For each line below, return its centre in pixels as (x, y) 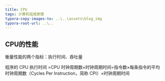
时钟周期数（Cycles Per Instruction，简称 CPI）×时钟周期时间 (68, 73)
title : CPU (16, 10)
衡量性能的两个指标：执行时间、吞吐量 (44, 57)
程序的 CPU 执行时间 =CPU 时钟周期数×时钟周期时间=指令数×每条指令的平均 (82, 67)
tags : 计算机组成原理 (25, 14)
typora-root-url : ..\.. (29, 23)
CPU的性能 (22, 44)
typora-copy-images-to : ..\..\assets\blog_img (54, 19)
